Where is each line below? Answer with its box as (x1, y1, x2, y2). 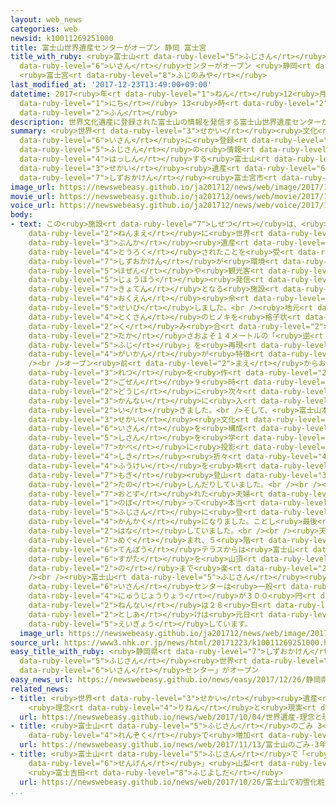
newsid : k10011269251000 (10, 33, 114, 43)
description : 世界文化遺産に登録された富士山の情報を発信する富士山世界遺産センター (10, 117, 322, 127)
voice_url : (10, 201, 56, 211)
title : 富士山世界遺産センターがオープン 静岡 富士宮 (10, 42, 207, 53)
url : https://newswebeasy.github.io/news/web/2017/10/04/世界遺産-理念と (19, 712, 323, 722)
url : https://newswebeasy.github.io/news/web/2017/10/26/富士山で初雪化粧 (19, 777, 326, 787)
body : (10, 210, 33, 220)
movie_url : (10, 191, 56, 201)
